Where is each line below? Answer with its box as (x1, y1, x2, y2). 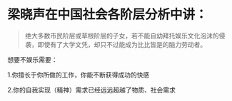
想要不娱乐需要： (7, 55, 58, 64)
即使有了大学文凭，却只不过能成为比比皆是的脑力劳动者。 (37, 40, 207, 48)
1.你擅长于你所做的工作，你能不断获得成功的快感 (7, 70, 150, 79)
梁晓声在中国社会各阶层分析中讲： (7, 6, 208, 23)
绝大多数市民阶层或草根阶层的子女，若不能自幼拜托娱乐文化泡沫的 (24, 31, 219, 40)
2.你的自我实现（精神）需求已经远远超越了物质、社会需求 (7, 85, 176, 94)
